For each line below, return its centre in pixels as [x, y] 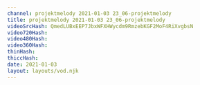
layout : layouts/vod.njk [43, 71]
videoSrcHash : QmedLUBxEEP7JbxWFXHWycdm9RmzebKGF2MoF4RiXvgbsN [100, 26]
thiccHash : [23, 58]
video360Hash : [28, 45]
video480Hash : [28, 39]
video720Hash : [28, 33]
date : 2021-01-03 [32, 64]
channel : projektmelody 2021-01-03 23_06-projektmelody [89, 13]
